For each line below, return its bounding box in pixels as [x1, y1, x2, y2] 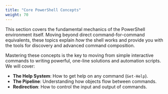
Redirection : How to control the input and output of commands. [12, 83, 148, 89]
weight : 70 [5, 12, 29, 17]
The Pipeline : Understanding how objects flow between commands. [12, 78, 157, 84]
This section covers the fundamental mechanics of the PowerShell [5, 26, 145, 32]
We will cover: [5, 63, 35, 69]
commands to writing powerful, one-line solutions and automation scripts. [5, 57, 161, 64]
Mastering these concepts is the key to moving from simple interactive [5, 52, 154, 58]
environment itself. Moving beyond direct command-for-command [5, 32, 145, 38]
